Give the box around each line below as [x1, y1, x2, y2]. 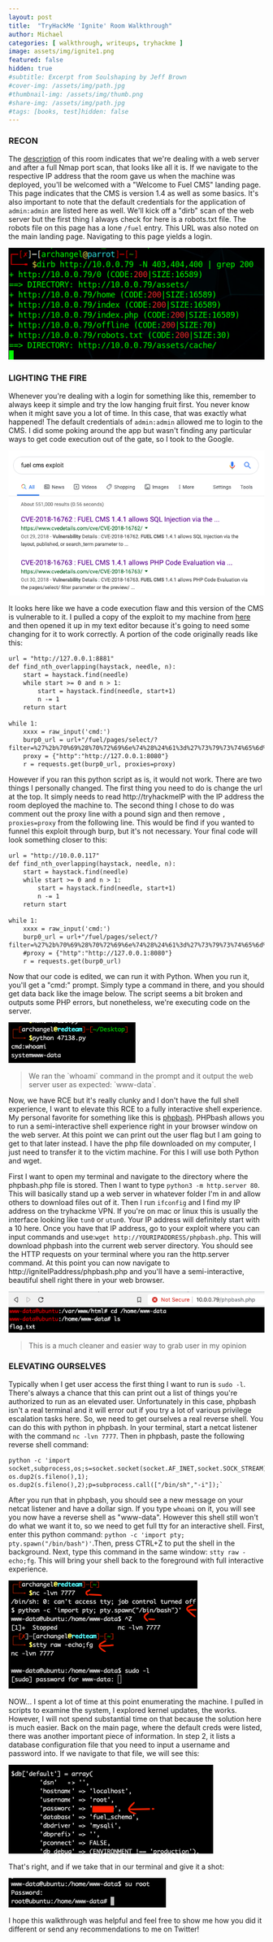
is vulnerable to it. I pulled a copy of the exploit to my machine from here [8, 612, 251, 622]
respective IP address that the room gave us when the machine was [8, 171, 236, 180]
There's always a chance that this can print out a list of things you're [8, 1388, 238, 1398]
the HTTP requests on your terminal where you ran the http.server [8, 1250, 230, 1259]
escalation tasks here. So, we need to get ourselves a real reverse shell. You [8, 1414, 264, 1424]
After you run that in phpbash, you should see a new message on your [8, 1495, 244, 1505]
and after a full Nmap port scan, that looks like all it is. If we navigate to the [8, 163, 258, 172]
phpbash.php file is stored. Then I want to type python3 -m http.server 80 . [8, 1181, 260, 1190]
